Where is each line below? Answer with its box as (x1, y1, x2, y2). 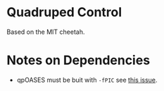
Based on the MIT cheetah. (6, 28, 85, 36)
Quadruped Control (6, 4, 122, 20)
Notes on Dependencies (6, 52, 151, 68)
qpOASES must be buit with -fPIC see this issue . (16, 75, 158, 84)
